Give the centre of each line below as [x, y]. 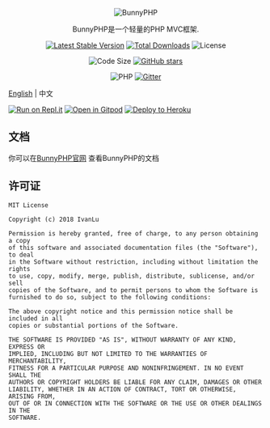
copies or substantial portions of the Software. [94, 325]
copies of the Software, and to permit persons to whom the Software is [133, 290]
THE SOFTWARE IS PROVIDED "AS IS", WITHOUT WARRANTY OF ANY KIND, [122, 340]
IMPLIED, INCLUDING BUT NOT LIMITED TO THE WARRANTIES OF [108, 354]
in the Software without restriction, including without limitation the [133, 262]
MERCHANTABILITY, [38, 361]
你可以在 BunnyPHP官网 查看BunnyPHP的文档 [84, 158]
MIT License [28, 205]
